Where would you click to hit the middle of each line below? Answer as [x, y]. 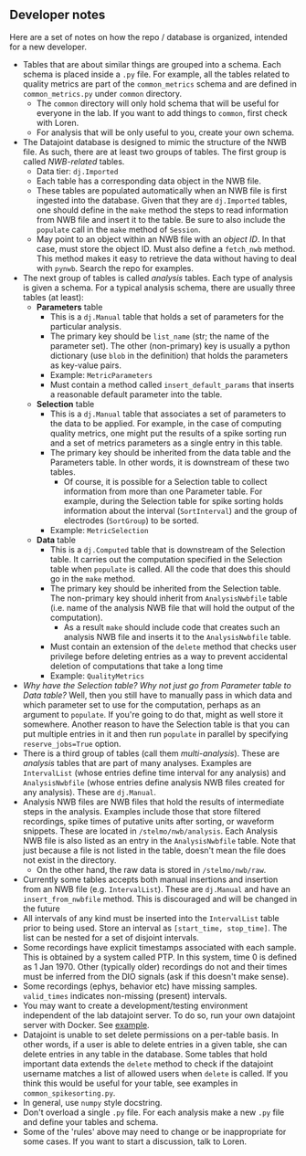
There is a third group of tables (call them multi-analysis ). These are [151, 753]
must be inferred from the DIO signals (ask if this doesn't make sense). [156, 976]
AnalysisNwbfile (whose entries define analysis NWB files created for [153, 782]
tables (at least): [53, 297]
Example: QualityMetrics [97, 676]
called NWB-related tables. [74, 161]
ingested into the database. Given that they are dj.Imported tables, [162, 200]
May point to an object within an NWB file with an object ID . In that [161, 239]
